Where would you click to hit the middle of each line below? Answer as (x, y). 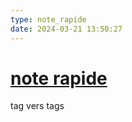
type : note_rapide (48, 19)
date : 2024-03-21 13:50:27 (66, 29)
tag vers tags (37, 106)
